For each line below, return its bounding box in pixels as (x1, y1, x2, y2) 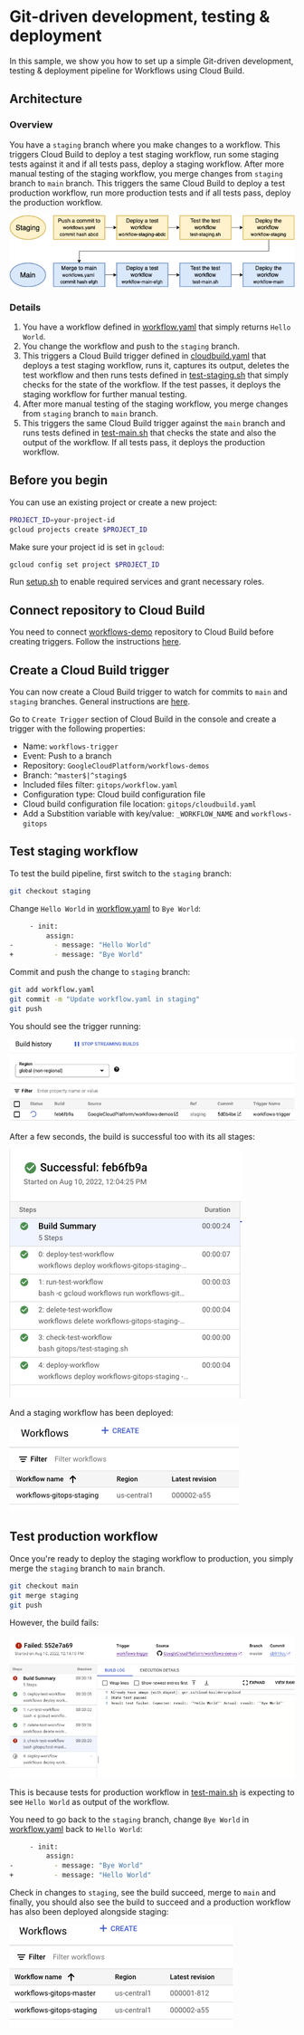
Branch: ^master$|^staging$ (22, 769, 128, 780)
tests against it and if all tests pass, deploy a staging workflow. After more (9, 158, 285, 169)
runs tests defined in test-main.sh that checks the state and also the (22, 427, 277, 438)
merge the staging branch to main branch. (9, 1562, 166, 1573)
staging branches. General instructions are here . (9, 696, 191, 707)
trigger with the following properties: (9, 723, 147, 734)
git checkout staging (9, 886, 91, 895)
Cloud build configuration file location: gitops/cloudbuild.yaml (22, 798, 257, 809)
